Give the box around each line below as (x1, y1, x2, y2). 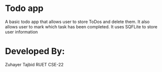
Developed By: (5, 46, 65, 57)
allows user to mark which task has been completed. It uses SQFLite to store (5, 24, 158, 29)
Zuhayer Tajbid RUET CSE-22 (5, 61, 64, 67)
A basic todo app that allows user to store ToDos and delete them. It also (5, 19, 150, 24)
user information (5, 29, 38, 35)
